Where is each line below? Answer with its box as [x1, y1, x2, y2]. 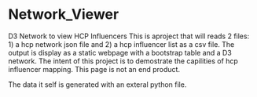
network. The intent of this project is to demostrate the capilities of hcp [8, 56, 238, 66]
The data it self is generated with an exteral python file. [8, 80, 187, 89]
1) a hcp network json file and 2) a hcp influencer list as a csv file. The [8, 39, 235, 48]
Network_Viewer [8, 5, 119, 23]
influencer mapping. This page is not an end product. [8, 64, 181, 74]
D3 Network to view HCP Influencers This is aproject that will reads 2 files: [8, 31, 250, 41]
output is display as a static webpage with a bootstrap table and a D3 [8, 48, 232, 57]
